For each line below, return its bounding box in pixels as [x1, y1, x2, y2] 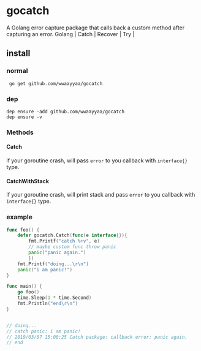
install [6, 48, 31, 59]
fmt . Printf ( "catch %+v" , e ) [28, 238, 100, 244]
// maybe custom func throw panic [28, 244, 116, 250]
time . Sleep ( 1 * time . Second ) [17, 295, 92, 301]
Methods [6, 128, 34, 137]
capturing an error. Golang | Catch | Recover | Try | [6, 30, 135, 37]
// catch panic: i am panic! [6, 328, 81, 334]
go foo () [17, 289, 40, 295]
